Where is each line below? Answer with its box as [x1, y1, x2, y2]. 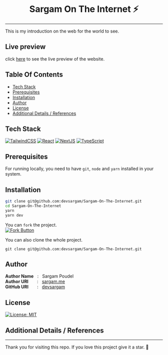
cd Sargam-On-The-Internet [5, 203, 61, 208]
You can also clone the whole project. [5, 236, 83, 242]
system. [5, 171, 21, 177]
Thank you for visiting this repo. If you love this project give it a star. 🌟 [5, 344, 149, 350]
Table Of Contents [5, 70, 63, 79]
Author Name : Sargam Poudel [5, 273, 74, 279]
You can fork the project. [5, 221, 57, 227]
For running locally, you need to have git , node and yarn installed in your [5, 165, 154, 172]
